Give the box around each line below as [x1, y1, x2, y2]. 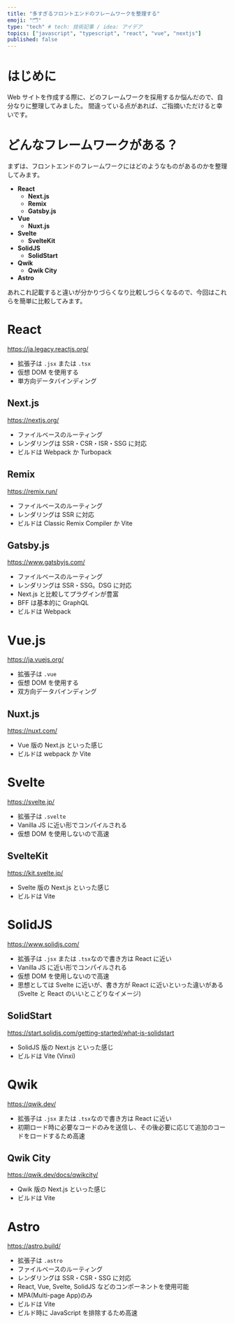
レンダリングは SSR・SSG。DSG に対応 [17, 581, 132, 590]
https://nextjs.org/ [7, 416, 59, 424]
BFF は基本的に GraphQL [17, 599, 89, 607]
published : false [7, 36, 58, 43]
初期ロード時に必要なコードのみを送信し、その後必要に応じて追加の [17, 1123, 214, 1131]
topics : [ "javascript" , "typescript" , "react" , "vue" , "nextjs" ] [7, 29, 202, 37]
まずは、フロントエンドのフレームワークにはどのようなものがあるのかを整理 [7, 162, 228, 170]
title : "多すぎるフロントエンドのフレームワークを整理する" [7, 10, 161, 17]
